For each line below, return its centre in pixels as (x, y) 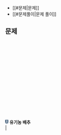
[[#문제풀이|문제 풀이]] (34, 14)
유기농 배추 (20, 122)
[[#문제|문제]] (26, 8)
